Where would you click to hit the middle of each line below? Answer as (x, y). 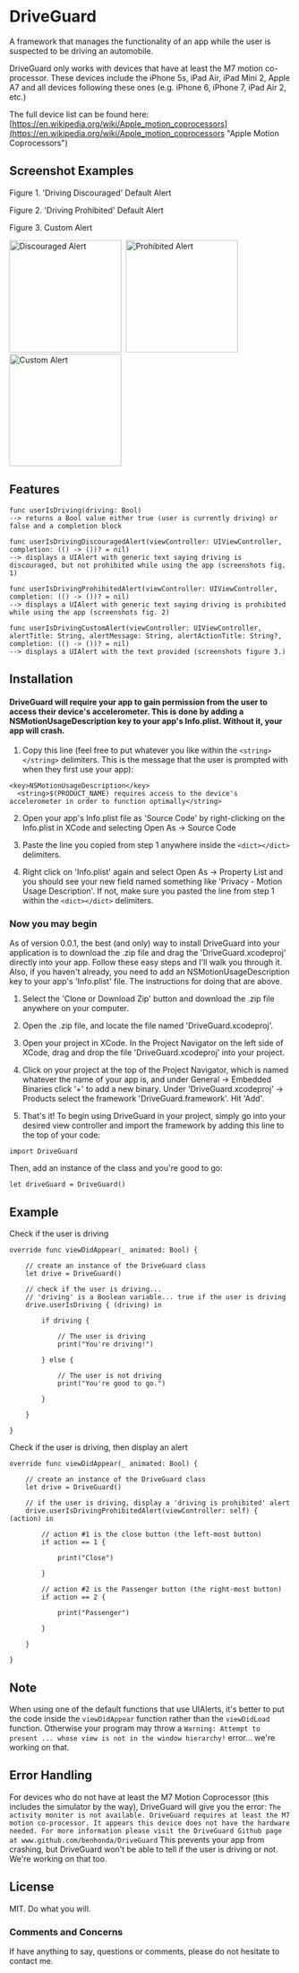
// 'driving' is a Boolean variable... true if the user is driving (156, 1297)
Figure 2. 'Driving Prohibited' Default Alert (86, 210)
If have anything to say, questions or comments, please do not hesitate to (145, 1951)
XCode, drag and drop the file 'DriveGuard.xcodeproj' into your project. (153, 1052)
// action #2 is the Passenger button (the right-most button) (162, 1590)
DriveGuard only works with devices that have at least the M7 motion (137, 68)
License (32, 1887)
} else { (58, 1360)
